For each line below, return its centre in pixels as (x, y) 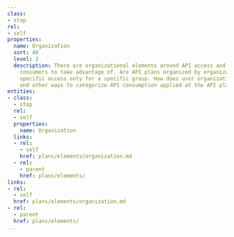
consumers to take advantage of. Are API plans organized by (110, 72)
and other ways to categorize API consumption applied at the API (118, 85)
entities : (22, 91)
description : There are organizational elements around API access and (120, 66)
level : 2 (26, 59)
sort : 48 (26, 53)
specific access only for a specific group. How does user (107, 78)
